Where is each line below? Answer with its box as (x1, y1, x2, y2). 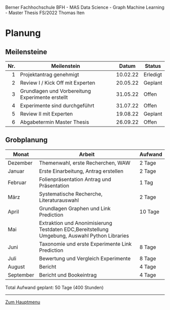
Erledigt (143, 71, 162, 78)
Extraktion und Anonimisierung (38, 219, 112, 226)
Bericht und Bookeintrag (38, 271, 97, 278)
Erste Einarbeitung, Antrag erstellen (38, 167, 124, 174)
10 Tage (139, 208, 159, 215)
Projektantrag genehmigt (20, 71, 79, 78)
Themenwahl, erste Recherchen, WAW (38, 159, 131, 166)
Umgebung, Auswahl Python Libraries (38, 232, 129, 239)
